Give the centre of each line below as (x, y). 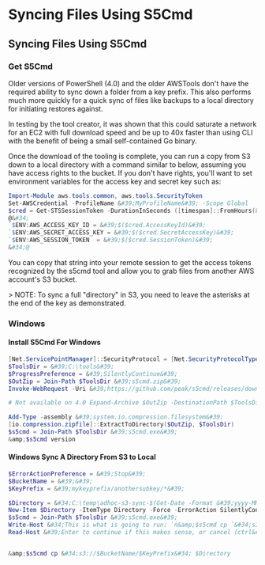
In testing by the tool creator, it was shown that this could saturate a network (132, 123)
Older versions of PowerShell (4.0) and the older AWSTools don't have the (129, 83)
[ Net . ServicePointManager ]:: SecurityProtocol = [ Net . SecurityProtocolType (134, 359)
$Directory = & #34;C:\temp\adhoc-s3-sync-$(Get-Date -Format (111, 503)
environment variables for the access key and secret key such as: (115, 181)
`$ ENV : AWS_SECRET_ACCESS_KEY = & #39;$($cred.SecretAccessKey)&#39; (121, 233)
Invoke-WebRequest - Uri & (50, 389)
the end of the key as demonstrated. (67, 303)
